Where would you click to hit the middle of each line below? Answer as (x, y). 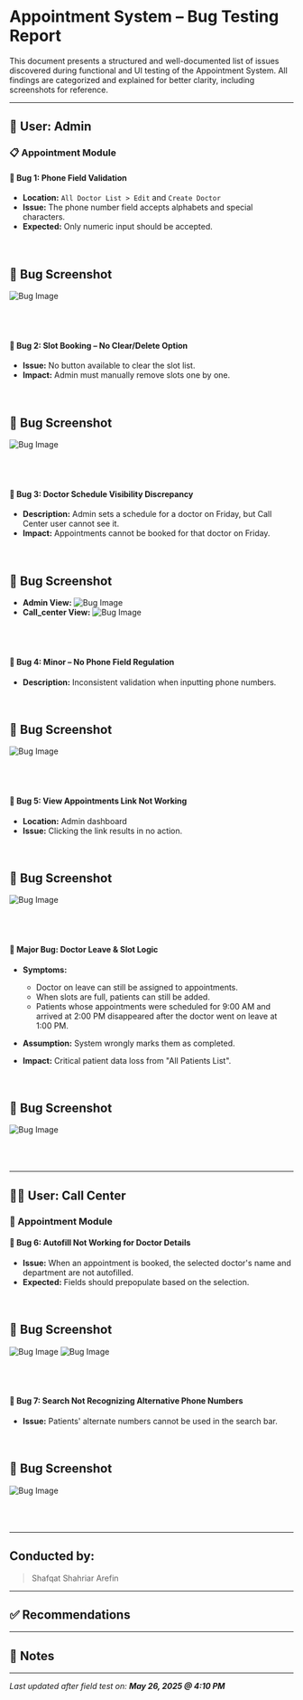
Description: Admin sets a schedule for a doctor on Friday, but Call (147, 514)
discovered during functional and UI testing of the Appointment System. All (149, 70)
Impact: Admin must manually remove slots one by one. (126, 375)
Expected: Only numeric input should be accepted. (118, 227)
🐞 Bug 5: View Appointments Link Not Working (98, 801)
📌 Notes (32, 1656)
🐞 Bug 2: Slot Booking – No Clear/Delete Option (99, 345)
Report (35, 36)
